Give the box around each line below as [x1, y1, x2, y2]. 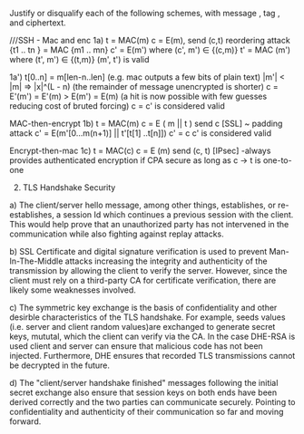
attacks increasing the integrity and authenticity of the [64, 256, 268, 266]
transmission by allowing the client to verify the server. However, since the [9, 265, 288, 275]
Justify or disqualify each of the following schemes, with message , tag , [9, 8, 280, 18]
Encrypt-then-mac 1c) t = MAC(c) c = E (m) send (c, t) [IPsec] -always [9, 145, 271, 156]
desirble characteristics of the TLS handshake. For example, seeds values [9, 312, 286, 323]
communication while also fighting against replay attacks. [9, 228, 224, 239]
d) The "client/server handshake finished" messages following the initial [9, 378, 279, 388]
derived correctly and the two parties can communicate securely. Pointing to [9, 397, 297, 407]
